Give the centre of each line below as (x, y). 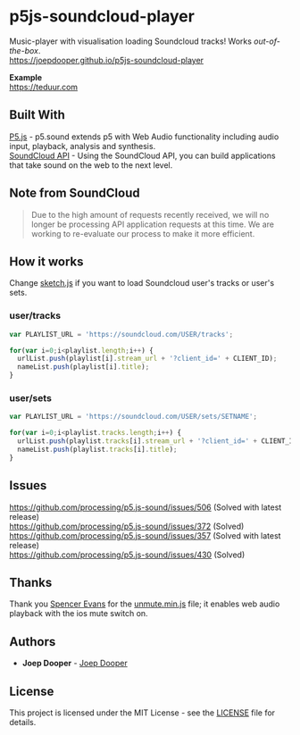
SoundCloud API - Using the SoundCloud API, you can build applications (142, 155)
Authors (33, 642)
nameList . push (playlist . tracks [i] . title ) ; (97, 449)
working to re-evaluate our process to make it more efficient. (143, 233)
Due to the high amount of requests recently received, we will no (150, 214)
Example (26, 77)
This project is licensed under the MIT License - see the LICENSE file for (142, 713)
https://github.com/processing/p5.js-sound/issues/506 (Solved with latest (146, 507)
